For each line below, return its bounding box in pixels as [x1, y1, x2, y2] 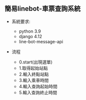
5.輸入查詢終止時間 [19, 89, 57, 95]
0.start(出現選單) [19, 59, 53, 65]
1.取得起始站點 [19, 65, 48, 71]
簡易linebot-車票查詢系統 [4, 4, 81, 13]
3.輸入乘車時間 [19, 77, 49, 83]
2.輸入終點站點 [19, 71, 49, 77]
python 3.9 [19, 28, 41, 34]
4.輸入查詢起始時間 [19, 83, 58, 89]
